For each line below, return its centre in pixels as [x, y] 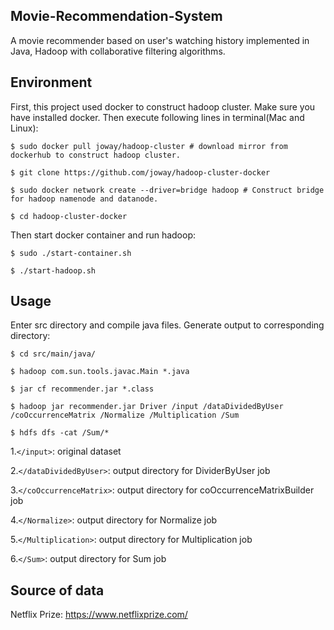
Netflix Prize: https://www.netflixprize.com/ [99, 615]
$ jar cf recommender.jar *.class [82, 389]
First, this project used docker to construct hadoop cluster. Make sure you [163, 106]
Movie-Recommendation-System [116, 16]
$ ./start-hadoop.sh [53, 270]
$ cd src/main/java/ [53, 354]
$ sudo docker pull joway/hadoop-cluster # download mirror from [149, 146]
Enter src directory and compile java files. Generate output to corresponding [167, 325]
